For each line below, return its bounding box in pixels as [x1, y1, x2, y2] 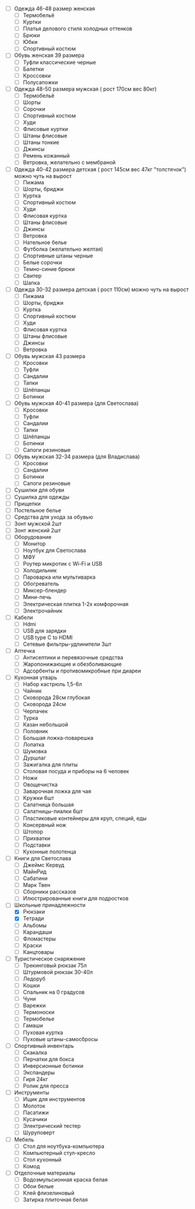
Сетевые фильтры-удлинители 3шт [22, 640, 112, 647]
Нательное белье [22, 239, 67, 246]
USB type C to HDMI [22, 634, 73, 641]
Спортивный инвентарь [14, 1042, 74, 1049]
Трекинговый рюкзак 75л [22, 962, 87, 969]
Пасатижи [22, 1109, 49, 1117]
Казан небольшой [22, 720, 69, 728]
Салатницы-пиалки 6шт [22, 808, 83, 815]
